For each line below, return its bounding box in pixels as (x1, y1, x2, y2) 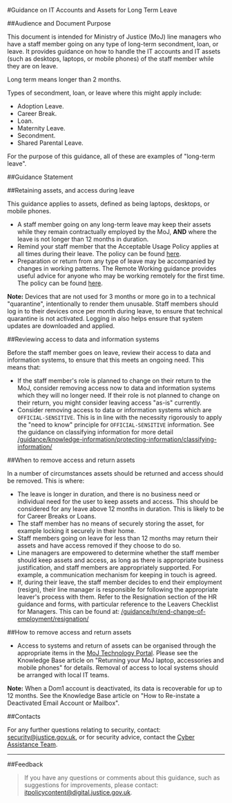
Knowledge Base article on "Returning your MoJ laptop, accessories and (17, 656, 224, 664)
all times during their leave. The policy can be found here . (17, 250, 182, 258)
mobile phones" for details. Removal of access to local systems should (17, 664, 219, 672)
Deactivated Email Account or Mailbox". (7, 699, 119, 707)
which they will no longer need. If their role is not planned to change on (17, 391, 220, 399)
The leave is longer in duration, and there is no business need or (17, 490, 200, 498)
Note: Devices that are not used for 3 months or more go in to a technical (7, 293, 216, 300)
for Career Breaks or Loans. (17, 512, 97, 520)
